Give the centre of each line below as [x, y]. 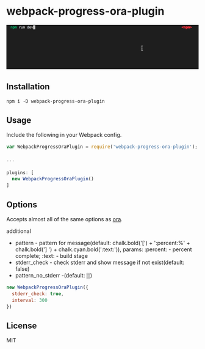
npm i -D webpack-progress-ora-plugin [56, 101]
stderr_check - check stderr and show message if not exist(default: [100, 263]
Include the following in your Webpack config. [64, 135]
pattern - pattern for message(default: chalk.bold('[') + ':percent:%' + [103, 243]
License [22, 325]
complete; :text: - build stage [52, 256]
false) [22, 269]
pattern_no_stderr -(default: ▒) [54, 276]
